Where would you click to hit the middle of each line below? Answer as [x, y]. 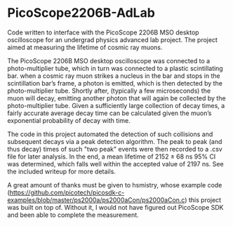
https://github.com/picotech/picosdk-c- [67, 192]
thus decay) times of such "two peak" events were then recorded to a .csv [115, 149]
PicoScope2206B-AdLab [81, 13]
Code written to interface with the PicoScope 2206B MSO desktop [103, 32]
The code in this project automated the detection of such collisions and [110, 134]
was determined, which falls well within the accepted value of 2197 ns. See [115, 164]
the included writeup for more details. [61, 171]
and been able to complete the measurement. [73, 215]
